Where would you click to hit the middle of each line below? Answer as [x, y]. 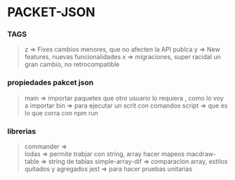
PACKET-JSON [52, 12]
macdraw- [201, 154]
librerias [22, 131]
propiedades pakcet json [51, 83]
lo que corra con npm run [61, 112]
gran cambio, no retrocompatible [72, 65]
